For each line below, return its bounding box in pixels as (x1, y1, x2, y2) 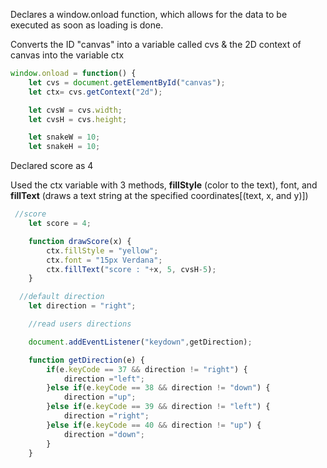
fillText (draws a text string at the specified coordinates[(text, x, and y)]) (10, 190, 309, 202)
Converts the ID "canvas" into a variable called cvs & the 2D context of (10, 39, 302, 50)
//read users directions (28, 319, 132, 329)
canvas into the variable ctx (10, 49, 125, 61)
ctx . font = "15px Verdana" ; (46, 255, 163, 265)
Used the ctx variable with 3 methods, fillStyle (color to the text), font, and (10, 179, 318, 191)
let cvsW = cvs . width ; (28, 105, 123, 115)
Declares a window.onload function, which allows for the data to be (10, 9, 288, 20)
